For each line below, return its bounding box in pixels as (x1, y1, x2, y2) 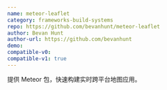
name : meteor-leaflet (7, 10, 70, 17)
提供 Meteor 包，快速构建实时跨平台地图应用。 (7, 75, 141, 83)
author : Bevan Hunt (7, 29, 64, 37)
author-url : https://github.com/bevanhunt (7, 36, 132, 43)
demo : (7, 42, 23, 49)
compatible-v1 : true (7, 55, 67, 62)
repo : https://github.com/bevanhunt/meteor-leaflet (7, 23, 160, 30)
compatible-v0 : (7, 49, 51, 56)
